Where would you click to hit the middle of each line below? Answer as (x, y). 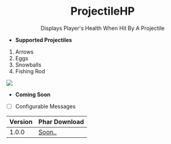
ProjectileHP (103, 11)
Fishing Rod (30, 71)
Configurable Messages (45, 106)
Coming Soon (33, 94)
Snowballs (28, 65)
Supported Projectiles (43, 40)
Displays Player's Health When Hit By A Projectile (103, 28)
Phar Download (61, 122)
